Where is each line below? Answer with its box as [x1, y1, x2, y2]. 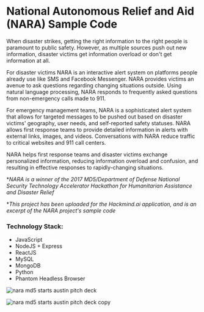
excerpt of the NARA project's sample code [6, 206, 116, 214]
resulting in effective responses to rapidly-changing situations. [6, 164, 164, 171]
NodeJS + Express [15, 242, 63, 250]
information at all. [6, 57, 51, 64]
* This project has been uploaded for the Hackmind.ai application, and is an [6, 200, 197, 208]
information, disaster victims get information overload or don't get [6, 50, 172, 57]
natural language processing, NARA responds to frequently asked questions [6, 88, 198, 95]
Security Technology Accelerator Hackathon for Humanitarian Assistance [6, 182, 192, 189]
